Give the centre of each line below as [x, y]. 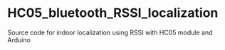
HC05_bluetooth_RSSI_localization [113, 13]
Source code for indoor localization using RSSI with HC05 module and [110, 32]
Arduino [19, 39]
